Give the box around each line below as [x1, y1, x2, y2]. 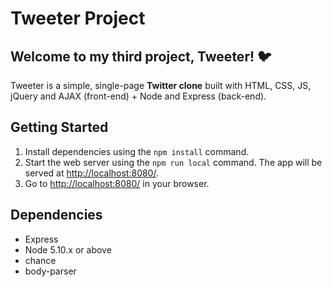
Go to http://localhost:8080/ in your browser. [24, 177, 210, 189]
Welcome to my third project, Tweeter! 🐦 [10, 48, 272, 65]
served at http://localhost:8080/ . [24, 167, 159, 179]
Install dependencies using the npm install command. [24, 145, 250, 157]
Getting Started [10, 119, 109, 136]
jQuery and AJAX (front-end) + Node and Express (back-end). [10, 90, 267, 102]
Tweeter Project [10, 7, 146, 30]
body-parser [24, 265, 77, 277]
